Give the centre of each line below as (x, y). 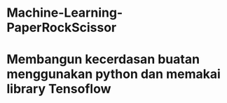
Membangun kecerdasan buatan (103, 60)
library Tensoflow (59, 89)
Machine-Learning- (65, 13)
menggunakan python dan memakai (114, 74)
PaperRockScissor (62, 27)
